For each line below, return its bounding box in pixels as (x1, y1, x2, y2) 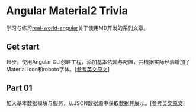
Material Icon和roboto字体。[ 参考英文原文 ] (6, 65, 110, 73)
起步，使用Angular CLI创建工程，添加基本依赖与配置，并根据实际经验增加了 (6, 58, 191, 65)
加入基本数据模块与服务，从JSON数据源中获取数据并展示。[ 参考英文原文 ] (6, 99, 185, 107)
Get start (6, 42, 40, 52)
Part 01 (6, 83, 33, 93)
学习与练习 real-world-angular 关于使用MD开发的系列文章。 (6, 24, 149, 31)
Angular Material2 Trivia (6, 4, 128, 18)
